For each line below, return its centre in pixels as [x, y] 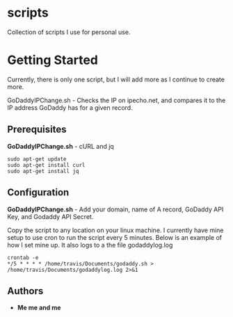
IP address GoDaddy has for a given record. [70, 107]
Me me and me [39, 308]
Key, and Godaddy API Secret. [50, 216]
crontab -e [23, 258]
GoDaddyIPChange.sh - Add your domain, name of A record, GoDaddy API [115, 209]
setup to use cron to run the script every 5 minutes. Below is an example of [115, 237]
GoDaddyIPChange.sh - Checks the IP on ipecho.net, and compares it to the [116, 100]
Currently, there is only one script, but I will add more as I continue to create [116, 79]
